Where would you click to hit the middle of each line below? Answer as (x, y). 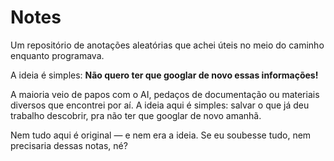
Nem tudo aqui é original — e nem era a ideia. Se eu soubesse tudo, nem (161, 135)
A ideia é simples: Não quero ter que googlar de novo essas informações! (164, 75)
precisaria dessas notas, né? (69, 145)
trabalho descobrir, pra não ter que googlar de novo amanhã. (136, 115)
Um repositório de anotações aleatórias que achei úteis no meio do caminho (167, 45)
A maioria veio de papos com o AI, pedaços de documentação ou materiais (165, 94)
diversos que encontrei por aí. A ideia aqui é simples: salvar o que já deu (160, 105)
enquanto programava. (57, 55)
